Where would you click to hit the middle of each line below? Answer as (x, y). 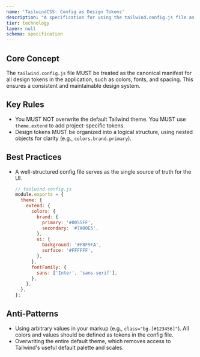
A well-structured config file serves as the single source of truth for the (103, 171)
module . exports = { (39, 195)
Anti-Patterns (32, 314)
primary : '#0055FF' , (68, 222)
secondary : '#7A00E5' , (70, 228)
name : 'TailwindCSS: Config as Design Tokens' (65, 12)
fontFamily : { (49, 267)
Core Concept (33, 59)
